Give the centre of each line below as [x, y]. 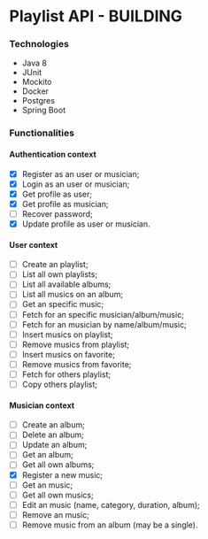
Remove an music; [56, 514]
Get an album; [47, 455]
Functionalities [42, 133]
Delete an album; [53, 435]
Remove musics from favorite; [77, 364]
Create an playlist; [55, 265]
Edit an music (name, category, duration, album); [111, 504]
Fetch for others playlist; [66, 374]
